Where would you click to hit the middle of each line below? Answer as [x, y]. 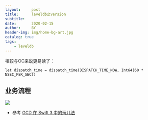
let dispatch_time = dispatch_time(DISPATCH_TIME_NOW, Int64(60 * [74, 70]
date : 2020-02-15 [29, 23]
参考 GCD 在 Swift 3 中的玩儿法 [44, 113]
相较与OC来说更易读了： [30, 61]
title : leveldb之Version [36, 14]
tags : [11, 42]
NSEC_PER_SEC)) [21, 74]
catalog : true [20, 37]
